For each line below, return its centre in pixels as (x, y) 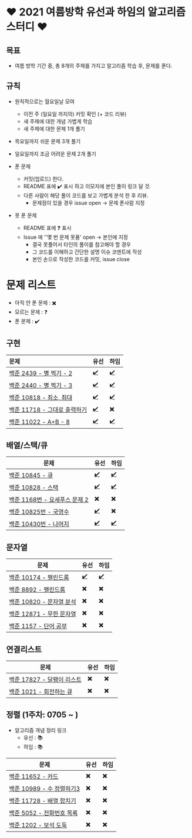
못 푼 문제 (26, 215)
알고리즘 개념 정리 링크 (41, 730)
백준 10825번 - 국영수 (39, 512)
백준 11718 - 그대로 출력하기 (48, 410)
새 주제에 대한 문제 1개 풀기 (54, 129)
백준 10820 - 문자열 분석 (43, 602)
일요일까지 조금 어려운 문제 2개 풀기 (55, 153)
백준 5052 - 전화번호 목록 (43, 813)
